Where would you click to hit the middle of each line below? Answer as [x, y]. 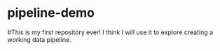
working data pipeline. [39, 39]
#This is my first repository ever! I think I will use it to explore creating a [110, 32]
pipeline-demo [51, 13]
